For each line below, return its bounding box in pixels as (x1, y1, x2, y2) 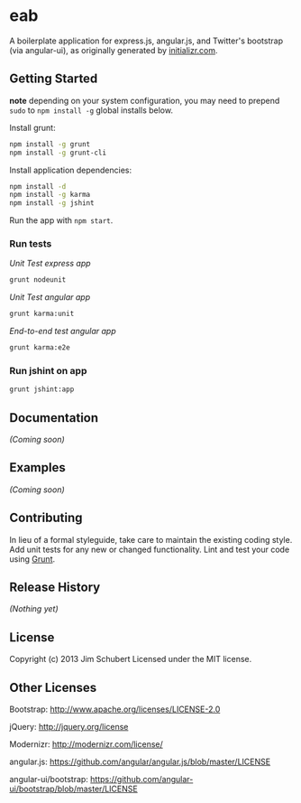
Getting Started (9, 71, 98, 87)
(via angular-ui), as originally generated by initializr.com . (9, 44, 218, 55)
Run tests (9, 238, 52, 250)
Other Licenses (9, 679, 97, 696)
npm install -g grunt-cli (9, 148, 106, 157)
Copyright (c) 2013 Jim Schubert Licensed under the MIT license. (9, 654, 252, 665)
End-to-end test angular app (9, 326, 117, 337)
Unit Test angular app (9, 292, 91, 303)
